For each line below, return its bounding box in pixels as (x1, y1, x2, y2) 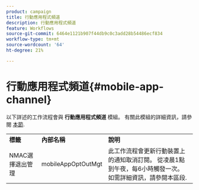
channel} (6, 93, 52, 106)
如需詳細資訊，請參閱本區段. (108, 173, 187, 182)
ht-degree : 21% (6, 47, 44, 53)
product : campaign (6, 8, 52, 15)
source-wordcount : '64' (6, 42, 65, 48)
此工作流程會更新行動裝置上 (108, 147, 185, 155)
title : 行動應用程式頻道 (6, 14, 60, 20)
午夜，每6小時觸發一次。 (114, 164, 184, 173)
